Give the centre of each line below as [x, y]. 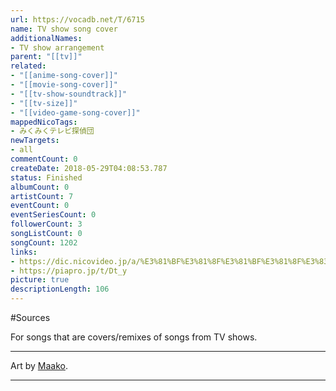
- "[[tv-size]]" [44, 103]
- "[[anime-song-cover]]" [64, 76]
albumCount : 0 [40, 187]
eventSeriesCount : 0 [53, 215]
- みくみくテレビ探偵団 [52, 131]
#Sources [30, 317]
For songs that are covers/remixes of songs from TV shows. [134, 337]
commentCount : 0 [44, 159]
